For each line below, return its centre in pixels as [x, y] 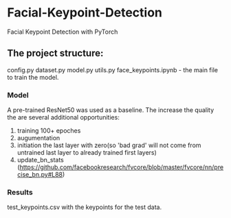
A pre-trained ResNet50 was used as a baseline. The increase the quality [111, 110]
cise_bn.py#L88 [40, 175]
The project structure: [55, 53]
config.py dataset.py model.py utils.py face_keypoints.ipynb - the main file [113, 69]
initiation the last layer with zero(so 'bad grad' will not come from [109, 145]
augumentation [38, 138]
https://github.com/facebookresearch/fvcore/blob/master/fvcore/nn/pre [122, 167]
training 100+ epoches [49, 131]
